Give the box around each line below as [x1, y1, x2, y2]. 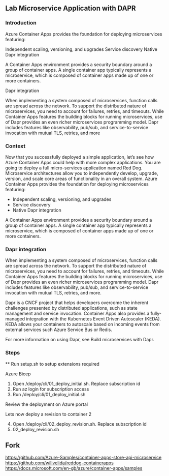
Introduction [5, 19, 37, 26]
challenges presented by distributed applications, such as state [5, 305, 138, 311]
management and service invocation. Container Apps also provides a [5, 310, 150, 317]
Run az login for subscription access [12, 386, 89, 392]
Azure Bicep [5, 371, 31, 377]
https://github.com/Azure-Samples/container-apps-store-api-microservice [5, 455, 162, 461]
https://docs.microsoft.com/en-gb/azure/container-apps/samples [5, 465, 143, 471]
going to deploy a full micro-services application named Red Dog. [5, 165, 143, 171]
